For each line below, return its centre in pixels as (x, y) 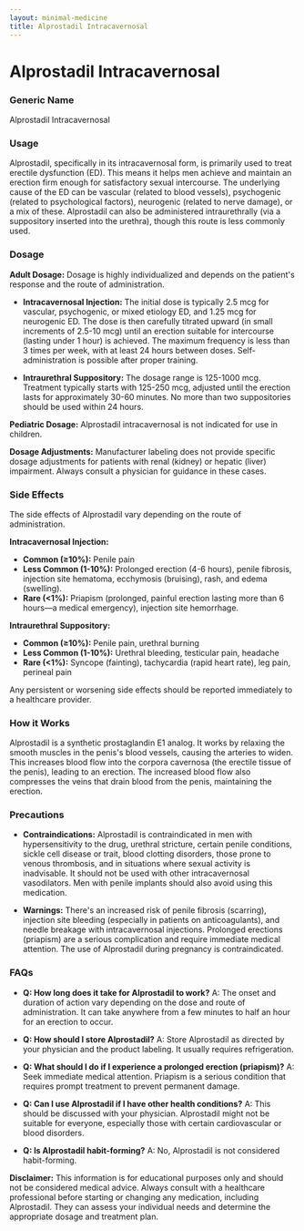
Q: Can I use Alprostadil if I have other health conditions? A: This (147, 1103)
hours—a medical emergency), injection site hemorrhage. (131, 608)
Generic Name (42, 99)
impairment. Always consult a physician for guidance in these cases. (138, 471)
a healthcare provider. (51, 699)
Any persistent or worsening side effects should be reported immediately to (151, 690)
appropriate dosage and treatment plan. (84, 1216)
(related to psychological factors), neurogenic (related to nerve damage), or (151, 202)
